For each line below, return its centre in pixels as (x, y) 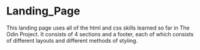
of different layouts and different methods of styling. (72, 40)
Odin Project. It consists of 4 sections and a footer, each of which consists (100, 34)
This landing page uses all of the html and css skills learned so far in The (98, 28)
